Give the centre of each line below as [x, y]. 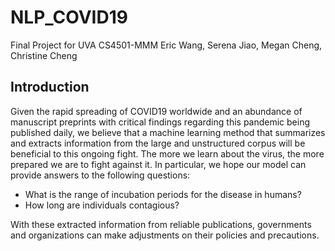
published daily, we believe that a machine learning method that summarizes [168, 132]
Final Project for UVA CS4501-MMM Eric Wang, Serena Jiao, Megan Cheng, [166, 45]
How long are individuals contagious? [102, 205]
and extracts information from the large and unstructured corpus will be [158, 143]
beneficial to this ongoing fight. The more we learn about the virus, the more [167, 153]
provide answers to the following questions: [100, 175]
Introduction [50, 87]
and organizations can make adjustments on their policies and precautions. [165, 235]
